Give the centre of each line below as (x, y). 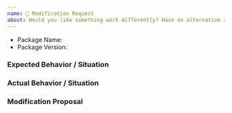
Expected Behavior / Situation (58, 65)
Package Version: (42, 47)
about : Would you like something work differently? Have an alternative (114, 20)
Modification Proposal (45, 102)
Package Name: (40, 39)
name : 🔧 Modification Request (51, 13)
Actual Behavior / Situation (53, 83)
